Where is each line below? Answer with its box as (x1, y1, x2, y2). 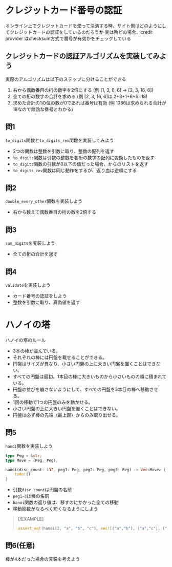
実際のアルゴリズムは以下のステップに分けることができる (5, 76, 126, 82)
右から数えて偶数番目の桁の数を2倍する (12, 209, 96, 215)
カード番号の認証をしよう (12, 293, 67, 299)
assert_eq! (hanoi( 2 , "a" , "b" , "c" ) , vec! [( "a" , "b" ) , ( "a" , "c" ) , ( (17, 526, 165, 531)
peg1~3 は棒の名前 (12, 493, 50, 499)
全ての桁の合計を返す (12, 251, 58, 257)
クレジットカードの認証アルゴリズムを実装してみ (5, 52, 160, 60)
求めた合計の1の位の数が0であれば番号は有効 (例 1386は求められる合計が (12, 99, 166, 106)
